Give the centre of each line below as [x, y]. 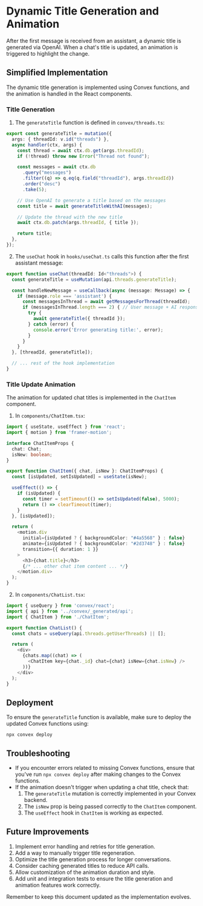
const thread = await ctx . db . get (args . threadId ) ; [81, 150]
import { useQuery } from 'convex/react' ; [60, 606]
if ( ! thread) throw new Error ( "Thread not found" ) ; [83, 156]
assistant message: [39, 263]
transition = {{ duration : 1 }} [60, 549]
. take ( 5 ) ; [34, 189]
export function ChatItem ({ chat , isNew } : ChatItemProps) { [85, 471]
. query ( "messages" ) [47, 173]
